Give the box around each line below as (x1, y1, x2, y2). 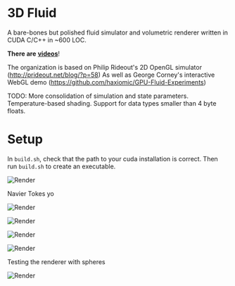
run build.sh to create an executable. (7, 162, 116, 170)
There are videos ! (7, 49, 60, 58)
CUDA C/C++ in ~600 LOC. (7, 35, 87, 44)
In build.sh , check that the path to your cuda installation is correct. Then (7, 154, 218, 163)
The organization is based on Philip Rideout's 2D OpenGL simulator (7, 63, 203, 71)
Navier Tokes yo (7, 189, 55, 198)
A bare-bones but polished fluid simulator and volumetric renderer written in (7, 28, 229, 37)
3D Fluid (7, 5, 57, 21)
